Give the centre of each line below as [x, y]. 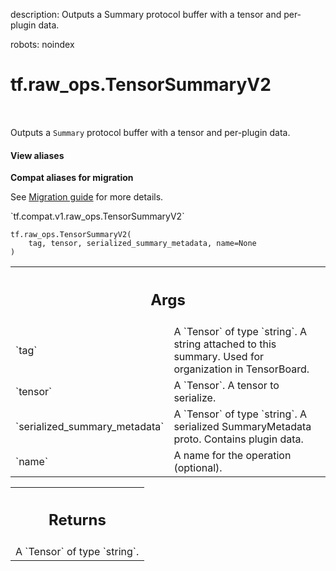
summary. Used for [219, 356]
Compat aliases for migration [72, 178]
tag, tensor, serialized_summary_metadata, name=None [142, 244]
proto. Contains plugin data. [238, 439]
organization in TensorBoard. [241, 369]
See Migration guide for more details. [87, 197]
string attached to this [225, 344]
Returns [77, 520]
